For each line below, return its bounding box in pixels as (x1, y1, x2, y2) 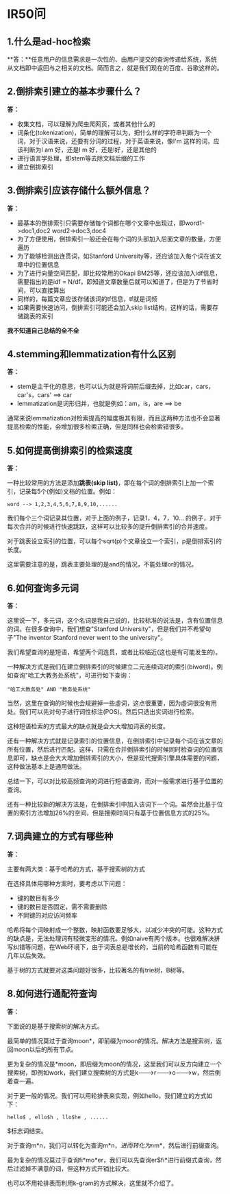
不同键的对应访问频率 (16, 911, 77, 919)
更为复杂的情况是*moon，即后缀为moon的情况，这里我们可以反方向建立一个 (7, 1060, 222, 1068)
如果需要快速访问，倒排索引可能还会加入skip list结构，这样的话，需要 (16, 303, 213, 311)
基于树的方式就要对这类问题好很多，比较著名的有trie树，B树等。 (7, 966, 188, 974)
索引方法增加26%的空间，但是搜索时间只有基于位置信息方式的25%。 (18, 809, 214, 817)
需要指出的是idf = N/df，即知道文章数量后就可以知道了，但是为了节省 (16, 277, 213, 285)
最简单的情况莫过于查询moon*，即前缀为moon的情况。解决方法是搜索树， (7, 1036, 216, 1044)
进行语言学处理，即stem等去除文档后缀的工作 (16, 154, 146, 162)
